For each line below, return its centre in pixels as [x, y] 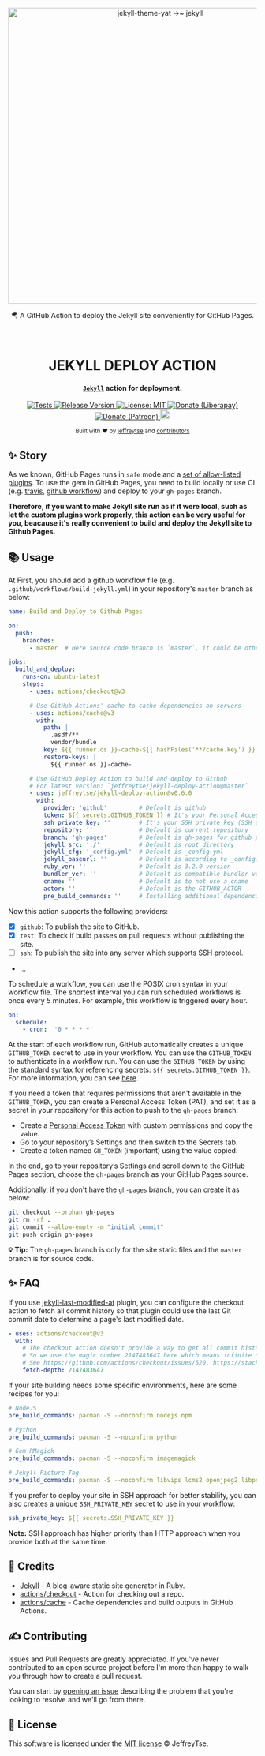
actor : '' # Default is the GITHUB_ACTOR [142, 889]
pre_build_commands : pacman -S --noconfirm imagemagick [102, 1458]
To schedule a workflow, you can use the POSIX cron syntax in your [118, 983]
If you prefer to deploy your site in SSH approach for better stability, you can [132, 1495]
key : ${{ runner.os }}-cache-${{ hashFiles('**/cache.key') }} [149, 750]
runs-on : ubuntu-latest [62, 677]
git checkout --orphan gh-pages [61, 1213]
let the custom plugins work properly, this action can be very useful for [127, 515]
